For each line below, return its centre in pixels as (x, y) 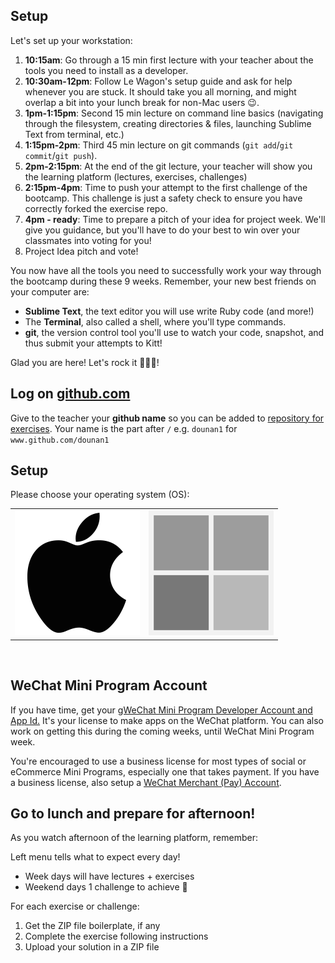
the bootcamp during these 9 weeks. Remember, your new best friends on (163, 281)
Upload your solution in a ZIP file (92, 947)
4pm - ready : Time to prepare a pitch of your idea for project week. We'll (175, 219)
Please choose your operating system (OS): (100, 495)
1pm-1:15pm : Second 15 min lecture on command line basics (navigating (174, 113)
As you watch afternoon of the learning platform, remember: (134, 838)
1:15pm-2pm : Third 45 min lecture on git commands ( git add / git (159, 145)
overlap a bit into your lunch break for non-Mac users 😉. (142, 102)
